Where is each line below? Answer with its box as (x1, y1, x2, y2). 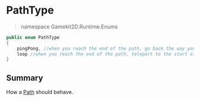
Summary (6, 73, 43, 83)
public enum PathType (6, 34, 60, 40)
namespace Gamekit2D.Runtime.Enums (20, 23, 118, 30)
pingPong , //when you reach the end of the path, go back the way (17, 45, 185, 51)
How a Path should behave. (6, 89, 74, 96)
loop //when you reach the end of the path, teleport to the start (17, 51, 187, 57)
